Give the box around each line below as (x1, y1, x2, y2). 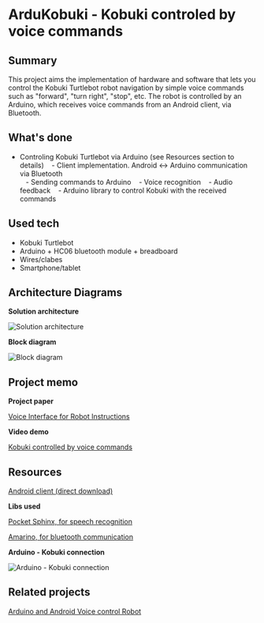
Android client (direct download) (8, 486, 113, 496)
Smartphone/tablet (19, 263, 81, 272)
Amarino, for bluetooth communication (8, 532, 134, 542)
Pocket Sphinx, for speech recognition (8, 517, 132, 527)
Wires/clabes (19, 254, 63, 264)
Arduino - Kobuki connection (8, 547, 105, 557)
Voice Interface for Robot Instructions (8, 412, 130, 422)
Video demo (8, 427, 49, 437)
